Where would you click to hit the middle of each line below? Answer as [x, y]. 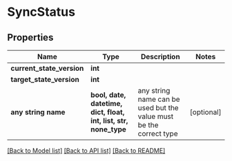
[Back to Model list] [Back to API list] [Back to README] [86, 151]
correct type [158, 133]
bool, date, [108, 95]
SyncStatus [41, 12]
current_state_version [47, 68]
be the [148, 125]
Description [161, 57]
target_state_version [45, 79]
